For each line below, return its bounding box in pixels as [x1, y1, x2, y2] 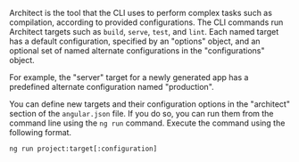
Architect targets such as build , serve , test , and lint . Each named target [9, 27, 279, 36]
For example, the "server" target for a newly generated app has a [9, 72, 249, 83]
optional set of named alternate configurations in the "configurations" [9, 45, 265, 56]
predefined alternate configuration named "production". [9, 82, 214, 92]
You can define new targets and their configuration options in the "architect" [9, 99, 290, 109]
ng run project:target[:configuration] [9, 144, 158, 153]
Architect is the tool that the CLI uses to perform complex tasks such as [9, 8, 272, 18]
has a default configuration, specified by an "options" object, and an [9, 36, 261, 46]
